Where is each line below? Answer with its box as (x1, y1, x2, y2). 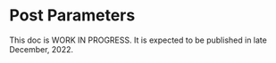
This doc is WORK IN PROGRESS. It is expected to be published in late (9, 35, 268, 45)
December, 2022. (9, 43, 74, 54)
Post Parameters (9, 5, 136, 26)
